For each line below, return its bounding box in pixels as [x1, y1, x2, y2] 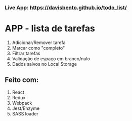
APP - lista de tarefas [5, 23, 96, 34]
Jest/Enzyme [12, 105, 40, 111]
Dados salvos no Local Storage [12, 61, 77, 67]
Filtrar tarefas [12, 50, 40, 56]
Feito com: [5, 75, 39, 85]
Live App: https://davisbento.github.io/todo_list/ [5, 4, 127, 11]
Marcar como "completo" [12, 45, 65, 51]
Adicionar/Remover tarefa [12, 39, 66, 46]
